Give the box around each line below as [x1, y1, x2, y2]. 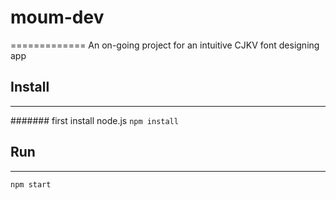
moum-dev [10, 6, 105, 29]
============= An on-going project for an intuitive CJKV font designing [10, 39, 320, 51]
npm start [10, 179, 52, 190]
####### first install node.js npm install [10, 114, 179, 126]
